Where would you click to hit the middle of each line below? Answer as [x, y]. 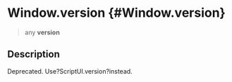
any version [42, 32]
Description [33, 54]
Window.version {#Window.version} [116, 13]
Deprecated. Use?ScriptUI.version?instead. [70, 71]
